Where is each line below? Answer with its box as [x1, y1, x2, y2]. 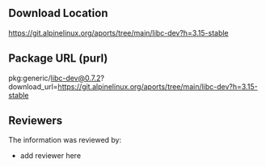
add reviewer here [19, 151, 82, 161]
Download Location [8, 6, 108, 20]
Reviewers [8, 113, 63, 128]
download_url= [8, 81, 58, 92]
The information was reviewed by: [8, 135, 122, 145]
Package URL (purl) [8, 52, 108, 66]
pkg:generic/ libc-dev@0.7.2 [8, 73, 101, 83]
